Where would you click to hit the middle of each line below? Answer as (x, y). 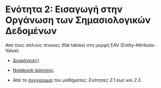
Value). (13, 50)
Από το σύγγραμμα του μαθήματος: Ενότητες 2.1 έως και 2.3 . (77, 80)
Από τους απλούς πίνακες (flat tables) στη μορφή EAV (62, 45)
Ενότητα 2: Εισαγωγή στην (64, 9)
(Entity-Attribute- (138, 45)
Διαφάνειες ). (26, 60)
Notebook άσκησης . (34, 70)
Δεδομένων (31, 31)
